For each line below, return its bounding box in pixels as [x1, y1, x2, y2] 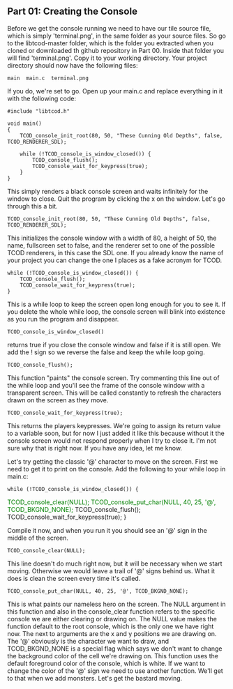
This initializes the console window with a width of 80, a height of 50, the [7, 234, 217, 242]
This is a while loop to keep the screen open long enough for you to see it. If [7, 300, 226, 308]
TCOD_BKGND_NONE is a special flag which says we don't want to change [7, 644, 223, 653]
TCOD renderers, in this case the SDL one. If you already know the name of [7, 248, 224, 257]
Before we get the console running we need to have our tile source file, [7, 24, 211, 32]
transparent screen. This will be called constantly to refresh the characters [7, 388, 222, 397]
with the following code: [7, 94, 77, 103]
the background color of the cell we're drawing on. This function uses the [7, 651, 218, 660]
